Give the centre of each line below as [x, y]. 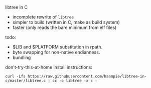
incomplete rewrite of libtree [43, 17]
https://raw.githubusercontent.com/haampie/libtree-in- [87, 76]
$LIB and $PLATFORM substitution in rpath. [57, 47]
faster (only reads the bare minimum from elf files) [64, 27]
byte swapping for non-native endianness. [56, 52]
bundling [22, 57]
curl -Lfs [16, 76]
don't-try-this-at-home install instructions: [49, 67]
